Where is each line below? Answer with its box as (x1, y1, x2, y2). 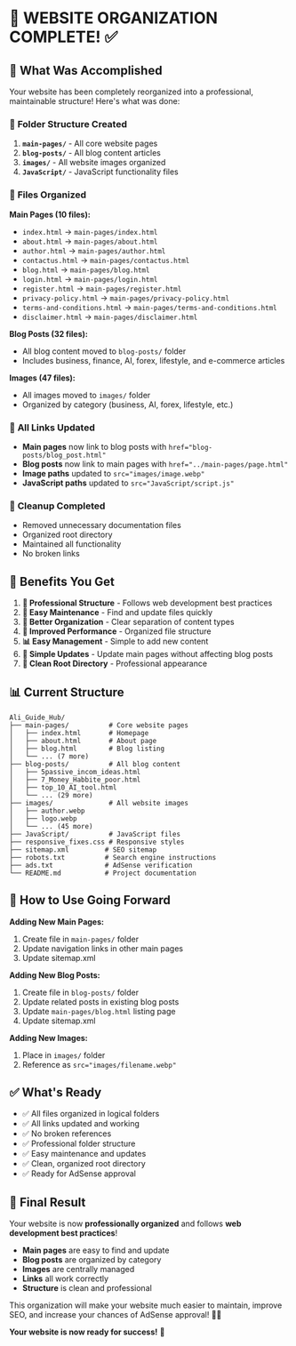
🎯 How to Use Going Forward (9, 893, 172, 908)
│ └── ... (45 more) (9, 821, 93, 830)
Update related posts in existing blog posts (21, 996, 180, 1007)
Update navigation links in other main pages (21, 942, 184, 954)
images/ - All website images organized (21, 157, 166, 168)
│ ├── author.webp (9, 806, 86, 815)
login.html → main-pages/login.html (21, 273, 158, 284)
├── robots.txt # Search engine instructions (9, 853, 217, 861)
